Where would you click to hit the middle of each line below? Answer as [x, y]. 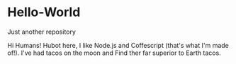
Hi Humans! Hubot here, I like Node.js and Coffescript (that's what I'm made [118, 45]
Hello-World [44, 12]
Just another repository [42, 32]
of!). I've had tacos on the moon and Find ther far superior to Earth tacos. [114, 53]
